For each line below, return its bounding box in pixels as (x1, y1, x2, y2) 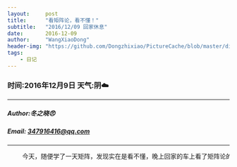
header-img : (7, 43, 42, 50)
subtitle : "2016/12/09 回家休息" (7, 23, 108, 30)
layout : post (7, 10, 59, 18)
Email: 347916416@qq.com (7, 127, 90, 135)
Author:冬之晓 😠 (7, 109, 56, 117)
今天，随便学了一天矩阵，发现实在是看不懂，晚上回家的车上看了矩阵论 (22, 152, 226, 161)
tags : (7, 50, 23, 57)
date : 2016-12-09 (7, 29, 78, 37)
